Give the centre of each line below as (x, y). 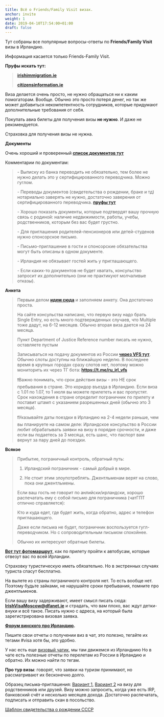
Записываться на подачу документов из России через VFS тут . (84, 354)
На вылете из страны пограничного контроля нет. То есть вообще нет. (79, 581)
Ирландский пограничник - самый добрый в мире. (78, 468)
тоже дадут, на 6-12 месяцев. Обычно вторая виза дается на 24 (84, 325)
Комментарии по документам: (37, 162)
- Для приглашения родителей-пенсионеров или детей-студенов (86, 232)
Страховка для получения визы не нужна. (49, 134)
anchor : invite (21, 14)
